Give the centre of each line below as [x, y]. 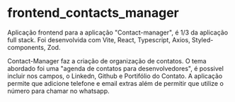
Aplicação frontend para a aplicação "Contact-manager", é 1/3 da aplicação [118, 32]
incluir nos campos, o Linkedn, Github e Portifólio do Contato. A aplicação [115, 76]
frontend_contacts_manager [93, 13]
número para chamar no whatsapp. [58, 91]
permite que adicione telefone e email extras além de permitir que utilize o [116, 83]
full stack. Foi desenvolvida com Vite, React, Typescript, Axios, [99, 39]
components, [27, 47]
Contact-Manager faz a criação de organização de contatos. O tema [107, 60]
